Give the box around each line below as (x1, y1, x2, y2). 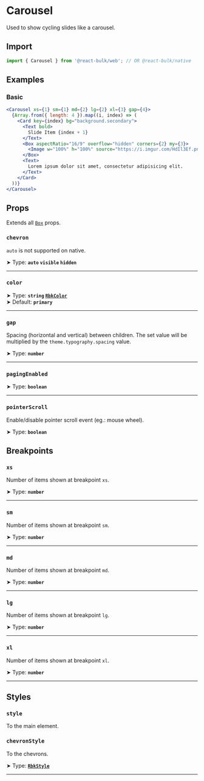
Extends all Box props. (6, 219, 61, 226)
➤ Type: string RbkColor (6, 291, 67, 299)
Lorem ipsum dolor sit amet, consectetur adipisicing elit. (28, 163, 183, 169)
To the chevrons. (6, 750, 49, 757)
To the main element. (6, 722, 59, 730)
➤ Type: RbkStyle (6, 761, 50, 769)
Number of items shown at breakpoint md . (6, 566, 109, 574)
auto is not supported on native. (6, 246, 86, 254)
